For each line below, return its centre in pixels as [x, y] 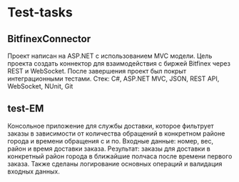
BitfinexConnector [49, 39]
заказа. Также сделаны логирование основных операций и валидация [115, 163]
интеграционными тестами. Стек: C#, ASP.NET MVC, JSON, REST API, [113, 79]
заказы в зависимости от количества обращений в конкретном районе [116, 133]
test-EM [26, 109]
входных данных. [34, 171]
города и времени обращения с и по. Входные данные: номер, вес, [111, 141]
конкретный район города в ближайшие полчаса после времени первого [120, 156]
